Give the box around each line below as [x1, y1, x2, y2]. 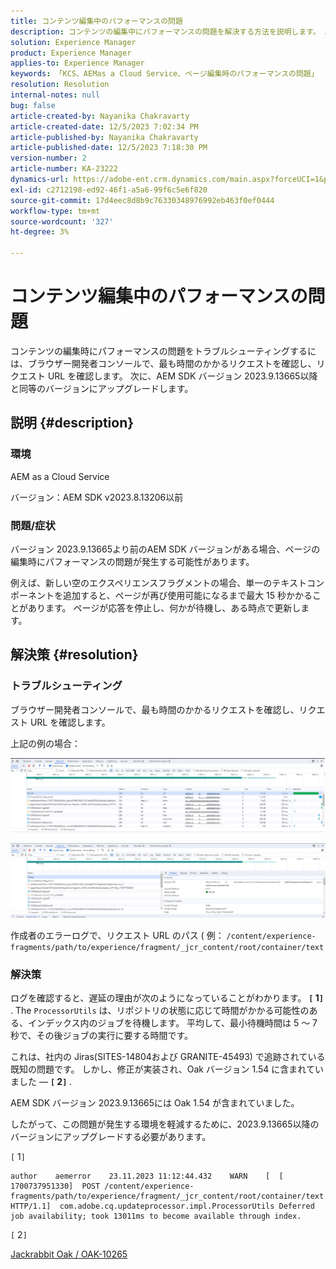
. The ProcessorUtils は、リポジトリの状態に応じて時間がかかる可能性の [10, 1005, 310, 1017]
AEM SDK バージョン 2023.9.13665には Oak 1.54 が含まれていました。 [10, 1097, 300, 1109]
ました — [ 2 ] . [10, 1076, 72, 1088]
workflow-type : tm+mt [10, 206, 101, 216]
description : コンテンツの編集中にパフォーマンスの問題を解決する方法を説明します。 [10, 26, 321, 37]
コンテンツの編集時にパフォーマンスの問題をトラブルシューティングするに [10, 345, 317, 357]
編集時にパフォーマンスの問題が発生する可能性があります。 [10, 555, 255, 567]
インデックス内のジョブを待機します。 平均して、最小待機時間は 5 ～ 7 [27, 1017, 318, 1029]
